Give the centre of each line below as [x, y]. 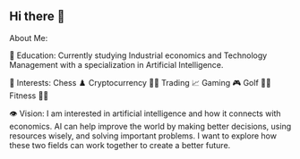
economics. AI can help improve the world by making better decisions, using [150, 126]
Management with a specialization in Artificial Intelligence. [116, 64]
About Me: [29, 38]
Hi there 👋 [37, 17]
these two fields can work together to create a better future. [120, 145]
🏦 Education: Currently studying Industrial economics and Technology [138, 55]
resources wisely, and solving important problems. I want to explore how [143, 136]
